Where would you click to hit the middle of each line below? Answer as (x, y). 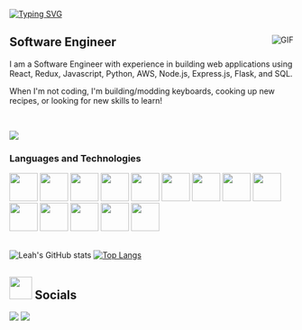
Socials (56, 294)
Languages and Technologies (75, 158)
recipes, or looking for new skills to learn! (86, 100)
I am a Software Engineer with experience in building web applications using (151, 64)
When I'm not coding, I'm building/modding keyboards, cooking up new (142, 91)
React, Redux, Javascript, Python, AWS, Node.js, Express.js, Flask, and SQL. (151, 73)
